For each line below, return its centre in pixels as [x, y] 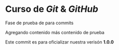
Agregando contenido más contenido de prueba [55, 32]
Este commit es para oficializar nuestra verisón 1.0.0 [59, 42]
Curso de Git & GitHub [52, 9]
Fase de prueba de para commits [39, 23]
